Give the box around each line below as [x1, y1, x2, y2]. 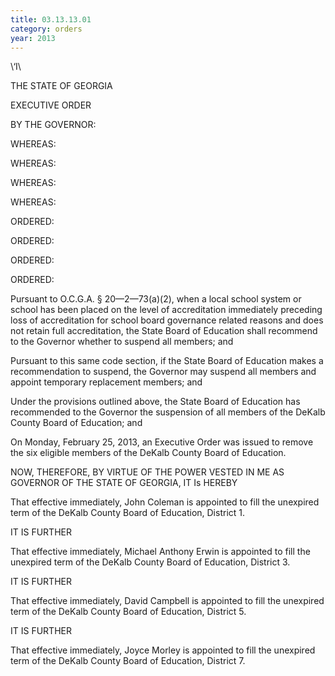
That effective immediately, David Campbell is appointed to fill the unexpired [10, 595, 325, 607]
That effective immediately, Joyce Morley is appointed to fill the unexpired [10, 644, 316, 656]
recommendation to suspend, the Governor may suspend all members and [10, 366, 317, 378]
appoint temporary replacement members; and [10, 376, 203, 388]
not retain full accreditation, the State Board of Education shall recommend [10, 325, 318, 337]
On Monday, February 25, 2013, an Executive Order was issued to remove [10, 436, 314, 448]
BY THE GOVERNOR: [10, 119, 97, 131]
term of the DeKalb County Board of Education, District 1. [10, 507, 246, 519]
